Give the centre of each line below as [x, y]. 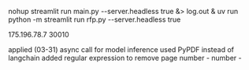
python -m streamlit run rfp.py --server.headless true [95, 19]
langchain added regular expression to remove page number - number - [125, 58]
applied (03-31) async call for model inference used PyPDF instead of [121, 49]
